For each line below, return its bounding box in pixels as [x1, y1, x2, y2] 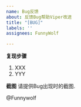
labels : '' [6, 25, 33, 31]
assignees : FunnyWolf [6, 31, 59, 36]
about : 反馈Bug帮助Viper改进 [6, 14, 72, 20]
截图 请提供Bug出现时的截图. [6, 83, 75, 90]
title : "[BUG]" [6, 19, 43, 25]
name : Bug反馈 [6, 8, 39, 15]
